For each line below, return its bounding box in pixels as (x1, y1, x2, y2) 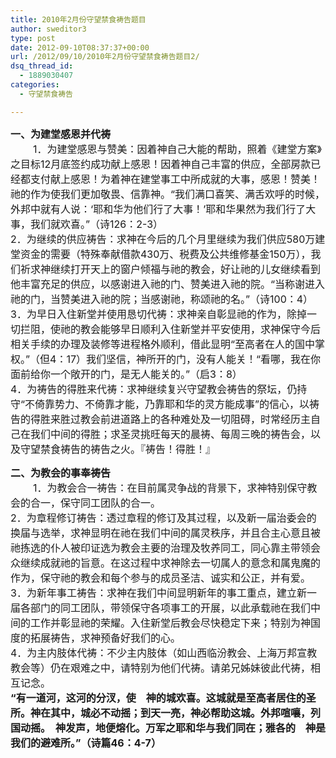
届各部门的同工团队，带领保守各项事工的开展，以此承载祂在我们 (10, 601, 312, 615)
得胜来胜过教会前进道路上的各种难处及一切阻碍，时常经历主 (30, 412, 312, 426)
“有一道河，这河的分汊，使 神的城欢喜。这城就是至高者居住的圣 (10, 691, 317, 705)
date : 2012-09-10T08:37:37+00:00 (10, 42, 150, 53)
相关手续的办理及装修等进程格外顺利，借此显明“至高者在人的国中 (10, 337, 316, 351)
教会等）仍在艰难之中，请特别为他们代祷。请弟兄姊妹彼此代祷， (10, 661, 312, 675)
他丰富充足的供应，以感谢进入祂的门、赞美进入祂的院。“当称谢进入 (10, 277, 326, 291)
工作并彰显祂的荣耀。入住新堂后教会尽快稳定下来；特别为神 (30, 616, 312, 630)
